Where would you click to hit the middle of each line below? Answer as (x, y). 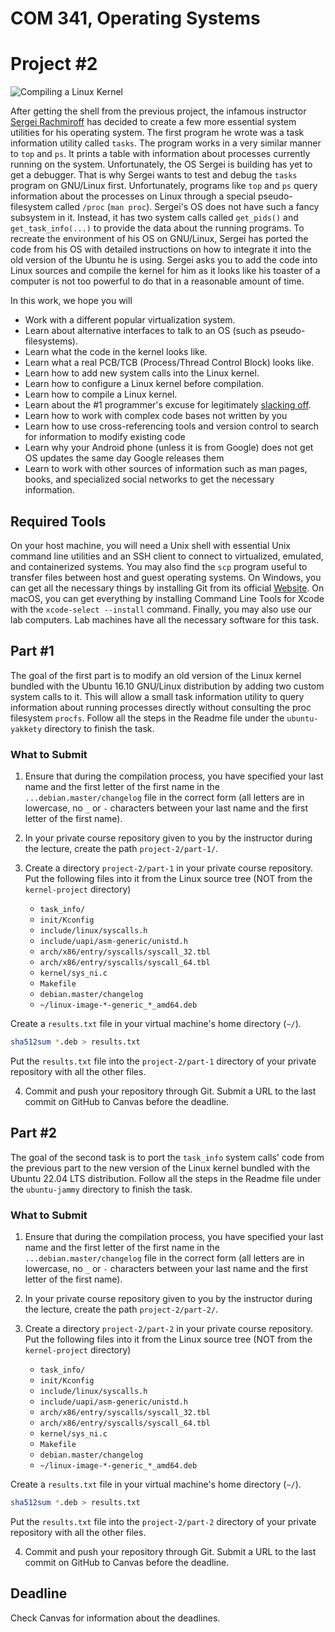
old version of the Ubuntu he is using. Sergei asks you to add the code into (164, 260)
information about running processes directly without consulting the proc (161, 707)
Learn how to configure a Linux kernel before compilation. (144, 384)
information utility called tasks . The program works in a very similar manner (166, 143)
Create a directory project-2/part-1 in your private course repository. (168, 868)
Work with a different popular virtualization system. (130, 320)
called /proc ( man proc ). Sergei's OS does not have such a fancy (187, 207)
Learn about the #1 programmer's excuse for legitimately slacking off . (168, 405)
